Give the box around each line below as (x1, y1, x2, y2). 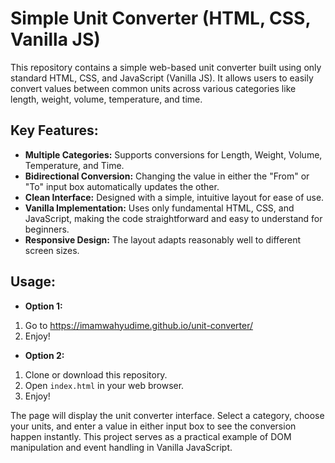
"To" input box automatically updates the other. (24, 180, 220, 192)
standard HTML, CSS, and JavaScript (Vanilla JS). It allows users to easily (10, 72, 314, 84)
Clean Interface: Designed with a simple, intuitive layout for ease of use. (24, 191, 325, 203)
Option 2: (24, 349, 65, 361)
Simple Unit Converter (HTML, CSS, (10, 7, 311, 30)
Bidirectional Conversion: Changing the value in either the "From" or (24, 170, 310, 182)
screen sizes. (24, 244, 80, 256)
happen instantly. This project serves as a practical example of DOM (10, 430, 292, 442)
